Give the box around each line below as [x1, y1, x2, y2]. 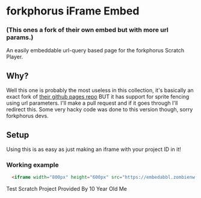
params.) [6, 33, 34, 42]
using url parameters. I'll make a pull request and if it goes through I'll [6, 99, 178, 107]
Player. [6, 53, 23, 61]
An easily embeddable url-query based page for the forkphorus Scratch [6, 47, 185, 54]
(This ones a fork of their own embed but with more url [6, 26, 169, 34]
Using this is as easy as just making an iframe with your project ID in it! [6, 146, 182, 153]
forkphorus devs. [6, 113, 49, 120]
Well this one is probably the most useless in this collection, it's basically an [6, 87, 194, 94]
